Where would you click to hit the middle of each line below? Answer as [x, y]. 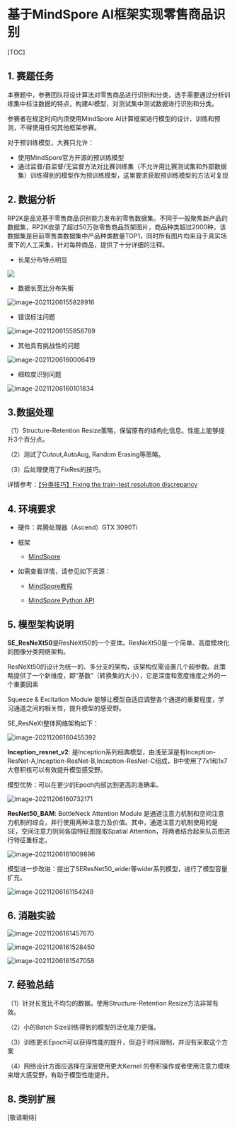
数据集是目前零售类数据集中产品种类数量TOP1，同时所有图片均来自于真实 [114, 236]
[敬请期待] [22, 1117]
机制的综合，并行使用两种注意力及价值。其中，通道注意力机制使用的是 [115, 822]
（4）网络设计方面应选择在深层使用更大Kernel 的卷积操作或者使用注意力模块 [119, 1066]
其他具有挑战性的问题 [48, 345]
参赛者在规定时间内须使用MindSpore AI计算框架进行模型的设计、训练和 [111, 118]
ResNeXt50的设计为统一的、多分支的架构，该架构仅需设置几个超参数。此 [114, 667]
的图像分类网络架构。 [38, 651]
